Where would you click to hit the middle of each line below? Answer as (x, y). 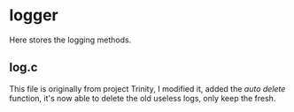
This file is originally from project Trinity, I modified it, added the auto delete (147, 88)
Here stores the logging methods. (70, 40)
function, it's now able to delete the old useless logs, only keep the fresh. (143, 98)
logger (34, 15)
